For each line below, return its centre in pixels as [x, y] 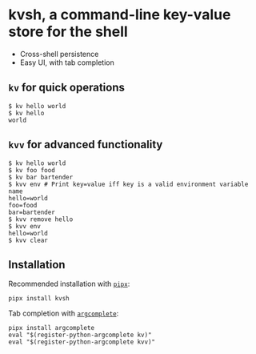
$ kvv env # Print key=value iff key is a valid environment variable [128, 184]
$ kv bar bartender [41, 177]
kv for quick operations [67, 88]
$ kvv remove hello [41, 219]
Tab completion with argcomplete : [64, 313]
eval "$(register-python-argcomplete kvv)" [82, 342]
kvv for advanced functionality [86, 145]
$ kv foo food [32, 170]
